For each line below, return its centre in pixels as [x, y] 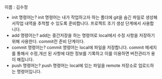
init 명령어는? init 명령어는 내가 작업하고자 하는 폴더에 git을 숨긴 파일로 [78, 17]
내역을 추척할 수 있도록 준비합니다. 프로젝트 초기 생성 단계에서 [83, 23]
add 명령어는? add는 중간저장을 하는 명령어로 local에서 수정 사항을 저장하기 [83, 35]
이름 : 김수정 [16, 7]
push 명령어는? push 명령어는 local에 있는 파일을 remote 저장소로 [74, 66]
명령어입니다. [29, 72]
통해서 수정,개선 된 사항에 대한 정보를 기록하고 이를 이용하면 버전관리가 [83, 53]
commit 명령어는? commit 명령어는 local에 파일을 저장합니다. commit [78, 47]
